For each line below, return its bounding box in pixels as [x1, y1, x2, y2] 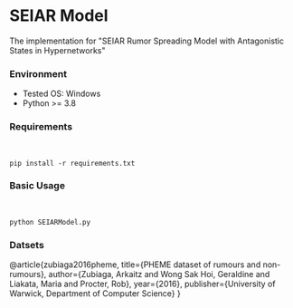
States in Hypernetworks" [9, 44, 106, 55]
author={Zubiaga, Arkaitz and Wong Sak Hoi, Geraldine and [48, 269, 270, 280]
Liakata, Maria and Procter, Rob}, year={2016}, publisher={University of [9, 278, 276, 290]
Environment [9, 67, 68, 80]
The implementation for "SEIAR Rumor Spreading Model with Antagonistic [9, 35, 285, 46]
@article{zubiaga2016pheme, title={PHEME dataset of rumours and [9, 259, 261, 270]
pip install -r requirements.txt [9, 159, 136, 168]
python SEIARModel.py [9, 217, 91, 226]
